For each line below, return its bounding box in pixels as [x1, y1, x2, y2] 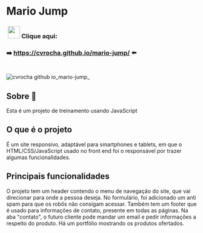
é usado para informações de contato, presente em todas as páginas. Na [6, 206, 188, 214]
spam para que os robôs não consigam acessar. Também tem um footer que [6, 200, 197, 208]
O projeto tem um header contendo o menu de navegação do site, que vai [6, 187, 191, 195]
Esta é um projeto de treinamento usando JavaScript [6, 107, 138, 115]
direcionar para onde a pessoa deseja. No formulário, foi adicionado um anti [6, 194, 196, 201]
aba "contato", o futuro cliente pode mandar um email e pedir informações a [6, 213, 196, 220]
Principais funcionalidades [6, 171, 110, 181]
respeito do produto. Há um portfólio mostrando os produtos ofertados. [6, 220, 185, 227]
